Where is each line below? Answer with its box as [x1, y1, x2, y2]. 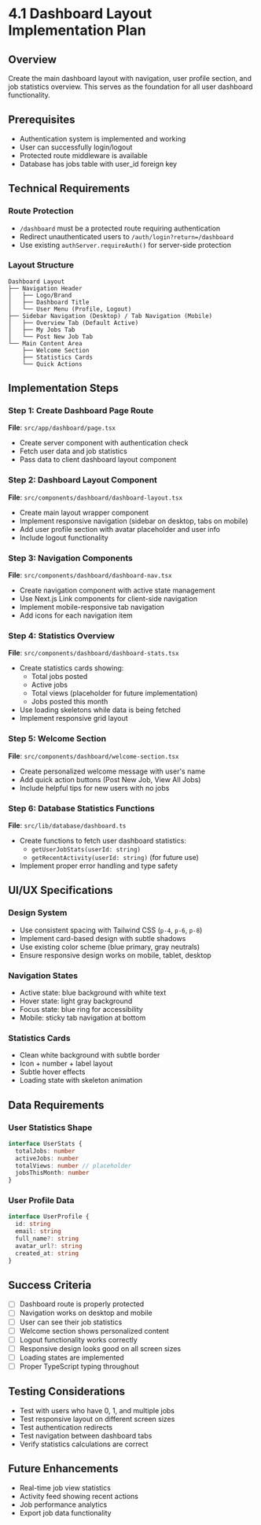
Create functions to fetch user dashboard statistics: [19, 836, 187, 845]
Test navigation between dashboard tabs [19, 1431, 153, 1440]
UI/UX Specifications [8, 884, 113, 897]
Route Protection [8, 205, 74, 216]
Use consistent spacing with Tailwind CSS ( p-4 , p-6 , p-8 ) [19, 925, 203, 935]
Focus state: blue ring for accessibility [19, 1004, 143, 1014]
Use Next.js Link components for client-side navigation [19, 594, 198, 604]
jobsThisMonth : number [15, 1169, 90, 1177]
